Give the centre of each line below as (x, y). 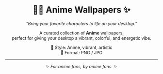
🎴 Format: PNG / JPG (81, 52)
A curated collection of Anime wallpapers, (81, 33)
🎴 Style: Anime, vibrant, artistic (81, 47)
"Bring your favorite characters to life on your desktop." (81, 23)
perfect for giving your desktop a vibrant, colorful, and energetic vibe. (81, 38)
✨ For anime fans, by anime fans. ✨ (81, 66)
